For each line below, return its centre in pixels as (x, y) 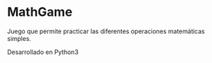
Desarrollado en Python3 (43, 52)
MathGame (40, 12)
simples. (19, 38)
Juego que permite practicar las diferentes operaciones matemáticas (106, 31)
